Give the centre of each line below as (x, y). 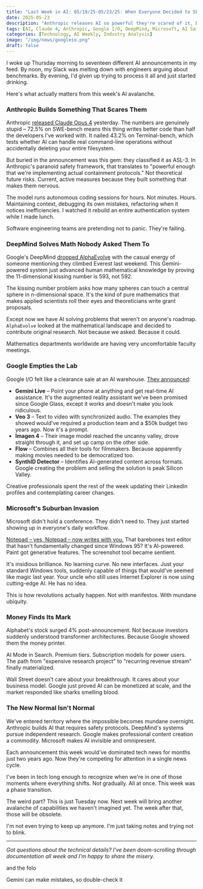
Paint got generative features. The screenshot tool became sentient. (91, 552)
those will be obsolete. (34, 814)
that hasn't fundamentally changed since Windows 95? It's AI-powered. (95, 546)
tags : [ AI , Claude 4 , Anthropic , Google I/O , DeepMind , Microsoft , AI (97, 29)
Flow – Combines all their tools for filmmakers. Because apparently (98, 449)
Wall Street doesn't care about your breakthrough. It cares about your (93, 679)
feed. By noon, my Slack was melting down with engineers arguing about (97, 69)
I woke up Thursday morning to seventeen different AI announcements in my (101, 63)
